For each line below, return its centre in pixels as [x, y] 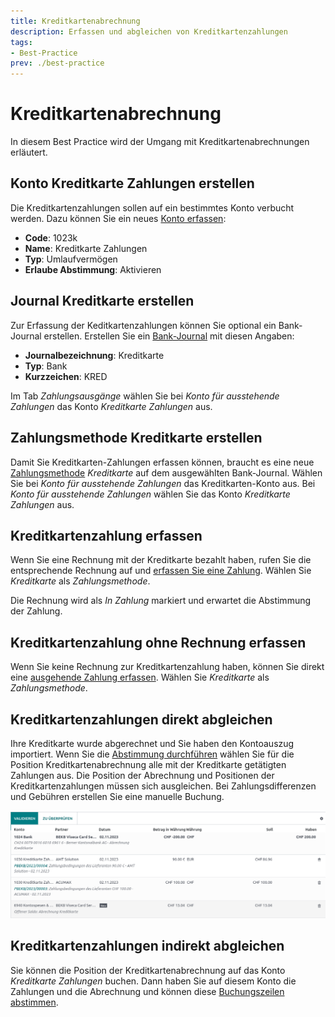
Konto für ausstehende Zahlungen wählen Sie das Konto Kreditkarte [150, 494]
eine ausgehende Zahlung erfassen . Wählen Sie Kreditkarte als [140, 677]
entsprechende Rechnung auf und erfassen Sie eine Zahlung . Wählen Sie [161, 571]
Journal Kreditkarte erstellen [102, 301]
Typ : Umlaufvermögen [71, 259]
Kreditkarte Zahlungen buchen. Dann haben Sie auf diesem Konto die [153, 981]
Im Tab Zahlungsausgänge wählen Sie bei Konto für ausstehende [145, 396]
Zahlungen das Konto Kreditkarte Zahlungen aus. [111, 406]
